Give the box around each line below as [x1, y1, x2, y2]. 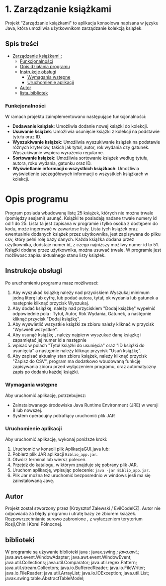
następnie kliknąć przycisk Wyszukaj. [12, 300, 89, 306]
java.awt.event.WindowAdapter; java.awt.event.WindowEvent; [5, 554, 132, 560]
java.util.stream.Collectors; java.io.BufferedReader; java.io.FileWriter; [5, 565, 146, 571]
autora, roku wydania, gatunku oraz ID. [12, 160, 92, 166]
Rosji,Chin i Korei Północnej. [5, 521, 63, 527]
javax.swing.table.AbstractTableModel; [5, 576, 85, 582]
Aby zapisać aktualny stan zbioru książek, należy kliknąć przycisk [12, 353, 148, 359]
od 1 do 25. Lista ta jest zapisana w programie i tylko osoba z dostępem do [5, 220, 158, 226]
